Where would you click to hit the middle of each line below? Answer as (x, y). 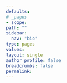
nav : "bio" (24, 39)
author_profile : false (33, 60)
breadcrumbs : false (30, 66)
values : (15, 50)
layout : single (24, 55)
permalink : (19, 71)
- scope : (17, 22)
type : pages (20, 44)
